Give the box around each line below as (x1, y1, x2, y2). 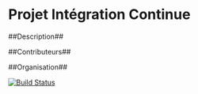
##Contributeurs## (8, 47, 71, 56)
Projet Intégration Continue (8, 6, 191, 24)
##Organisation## (8, 62, 68, 72)
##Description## (8, 32, 64, 41)
